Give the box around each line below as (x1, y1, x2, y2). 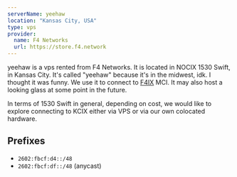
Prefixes (7, 135, 46, 147)
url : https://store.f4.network (14, 43, 107, 50)
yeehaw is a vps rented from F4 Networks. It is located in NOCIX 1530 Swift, (7, 63, 231, 71)
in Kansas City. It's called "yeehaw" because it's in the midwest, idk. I (7, 70, 211, 79)
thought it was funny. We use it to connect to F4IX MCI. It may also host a (7, 78, 223, 86)
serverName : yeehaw (7, 10, 65, 18)
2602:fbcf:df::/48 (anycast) (17, 161, 102, 170)
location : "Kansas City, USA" (7, 17, 98, 24)
